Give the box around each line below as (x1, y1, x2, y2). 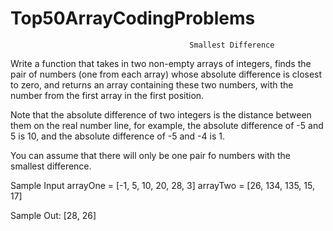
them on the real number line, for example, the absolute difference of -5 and (10, 119, 324, 131)
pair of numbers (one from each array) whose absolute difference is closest (10, 68, 323, 80)
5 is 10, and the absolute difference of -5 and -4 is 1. (10, 130, 225, 142)
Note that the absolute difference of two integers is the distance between (10, 108, 312, 121)
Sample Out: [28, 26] (10, 209, 97, 221)
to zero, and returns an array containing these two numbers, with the (10, 78, 294, 91)
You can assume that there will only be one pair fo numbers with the (10, 149, 291, 161)
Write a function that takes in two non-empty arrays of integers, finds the (10, 57, 312, 69)
